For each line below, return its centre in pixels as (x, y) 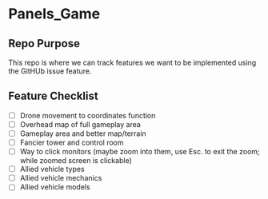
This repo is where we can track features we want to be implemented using (132, 62)
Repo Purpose (44, 44)
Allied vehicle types (52, 169)
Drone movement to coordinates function (88, 115)
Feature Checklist (53, 96)
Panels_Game (54, 14)
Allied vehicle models (55, 187)
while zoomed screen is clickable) (76, 161)
